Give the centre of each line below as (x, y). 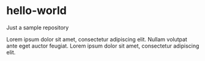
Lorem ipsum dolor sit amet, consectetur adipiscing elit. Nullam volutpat (97, 39)
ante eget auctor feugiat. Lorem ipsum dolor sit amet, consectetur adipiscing (103, 46)
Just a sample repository (38, 27)
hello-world (37, 11)
